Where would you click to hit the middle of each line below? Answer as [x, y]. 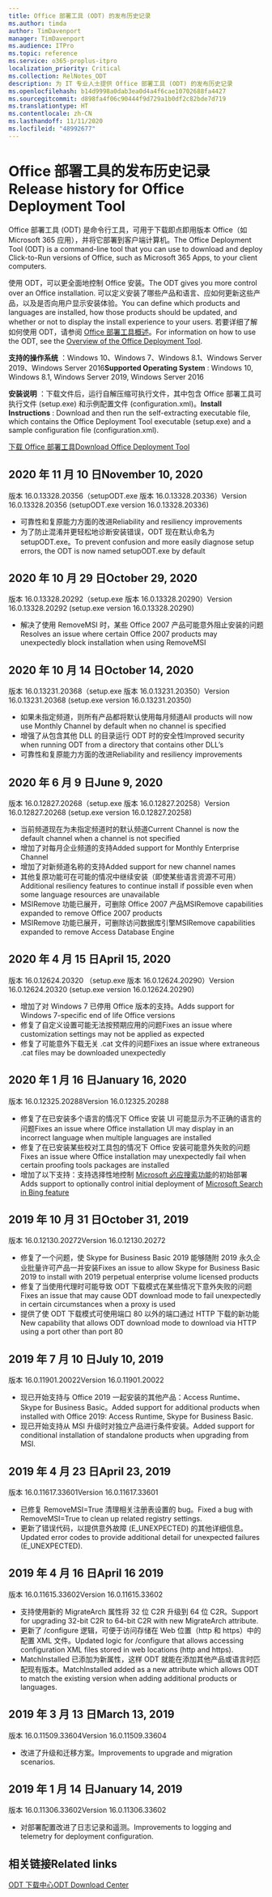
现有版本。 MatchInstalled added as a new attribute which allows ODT [143, 1669]
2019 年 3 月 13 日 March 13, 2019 [91, 1715]
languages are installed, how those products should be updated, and [123, 312]
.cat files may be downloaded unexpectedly [93, 1052]
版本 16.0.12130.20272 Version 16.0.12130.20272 [87, 1241]
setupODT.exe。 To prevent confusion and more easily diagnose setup [137, 541]
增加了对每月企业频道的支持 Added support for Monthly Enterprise [130, 847]
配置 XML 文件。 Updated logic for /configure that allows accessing [132, 1640]
